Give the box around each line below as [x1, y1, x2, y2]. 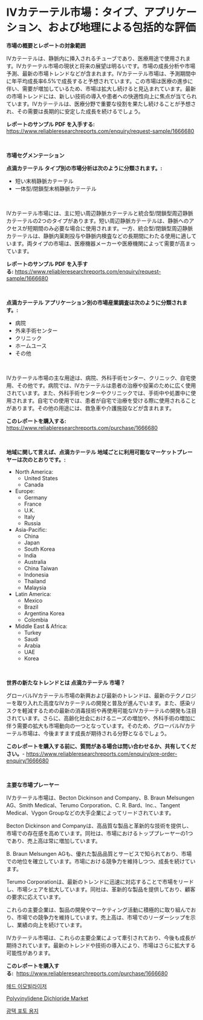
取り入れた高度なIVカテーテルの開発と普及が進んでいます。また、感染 [16, 699, 191, 706]
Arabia [24, 641, 41, 649]
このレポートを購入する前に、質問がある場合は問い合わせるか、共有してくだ [6, 743, 196, 750]
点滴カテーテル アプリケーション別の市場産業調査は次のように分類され [6, 299, 182, 306]
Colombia [24, 616, 48, 623]
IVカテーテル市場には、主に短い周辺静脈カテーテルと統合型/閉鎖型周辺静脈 [6, 210, 193, 217]
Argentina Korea [24, 609, 65, 617]
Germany [24, 494, 47, 501]
